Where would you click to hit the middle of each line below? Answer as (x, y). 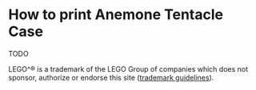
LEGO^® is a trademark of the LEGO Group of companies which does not (128, 68)
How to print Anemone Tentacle (116, 15)
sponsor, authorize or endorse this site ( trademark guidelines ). (111, 77)
